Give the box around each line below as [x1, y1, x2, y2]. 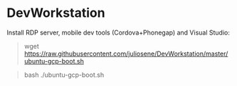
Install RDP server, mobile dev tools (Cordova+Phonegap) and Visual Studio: [6, 28, 231, 37]
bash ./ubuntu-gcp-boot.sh [23, 70, 105, 79]
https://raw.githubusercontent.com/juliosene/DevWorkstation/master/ [23, 49, 228, 58]
